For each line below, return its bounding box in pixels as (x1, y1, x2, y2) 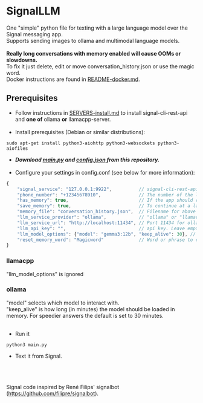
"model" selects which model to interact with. (6, 299, 120, 306)
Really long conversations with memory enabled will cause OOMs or (6, 50, 181, 57)
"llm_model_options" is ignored (6, 270, 84, 277)
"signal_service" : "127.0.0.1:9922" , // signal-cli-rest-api (17, 186, 199, 192)
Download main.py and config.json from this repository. (14, 156, 160, 163)
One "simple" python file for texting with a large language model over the (6, 24, 188, 31)
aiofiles (6, 145, 28, 152)
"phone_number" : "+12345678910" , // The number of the (17, 192, 193, 198)
